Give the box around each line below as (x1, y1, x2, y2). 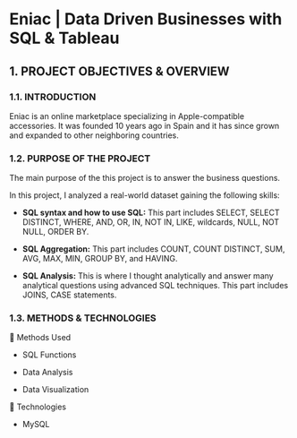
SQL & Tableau (9, 28, 120, 48)
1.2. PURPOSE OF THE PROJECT (9, 152, 151, 165)
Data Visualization (21, 384, 89, 395)
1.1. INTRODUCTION (9, 90, 97, 103)
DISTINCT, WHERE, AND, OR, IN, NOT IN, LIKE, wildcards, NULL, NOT (21, 217, 280, 228)
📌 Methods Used (9, 332, 72, 343)
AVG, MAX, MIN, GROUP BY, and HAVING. (21, 253, 178, 264)
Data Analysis (21, 367, 73, 378)
